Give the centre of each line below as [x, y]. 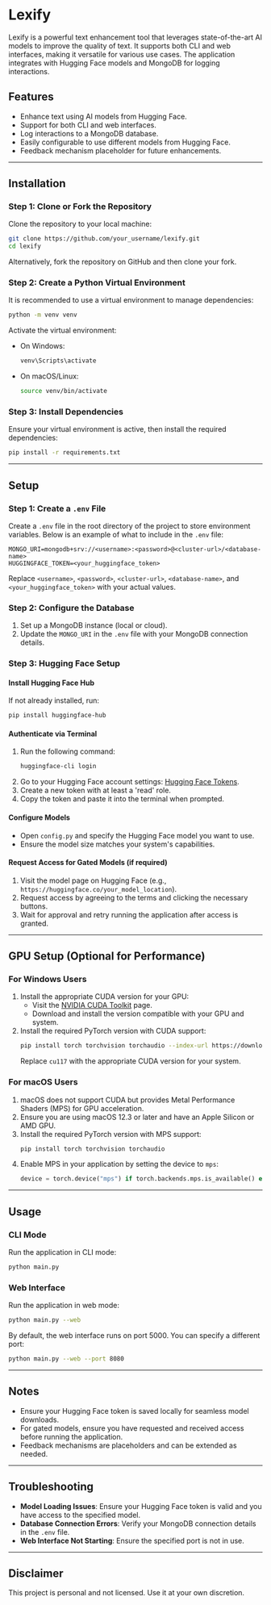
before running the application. [71, 1436]
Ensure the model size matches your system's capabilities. [117, 844]
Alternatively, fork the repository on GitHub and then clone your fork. [123, 262]
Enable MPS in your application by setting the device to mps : [119, 1164]
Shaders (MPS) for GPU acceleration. [82, 1108]
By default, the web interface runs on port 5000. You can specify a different [134, 1335]
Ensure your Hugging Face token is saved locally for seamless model [134, 1411]
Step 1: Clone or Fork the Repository [80, 207]
